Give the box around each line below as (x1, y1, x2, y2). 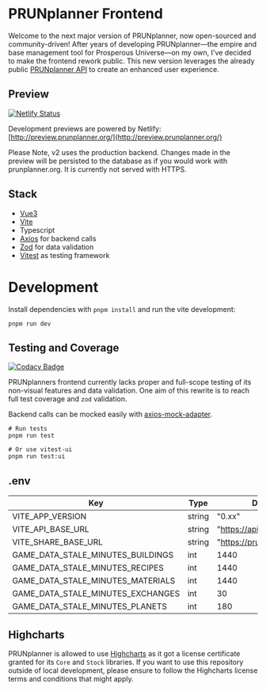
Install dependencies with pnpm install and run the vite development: (8, 304, 236, 313)
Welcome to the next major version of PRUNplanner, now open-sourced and (8, 31, 256, 40)
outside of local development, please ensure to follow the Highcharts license (8, 666, 258, 675)
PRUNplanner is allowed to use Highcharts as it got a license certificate (8, 648, 241, 658)
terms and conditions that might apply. (8, 674, 134, 683)
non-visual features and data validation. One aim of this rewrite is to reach (8, 385, 250, 396)
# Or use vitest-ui (8, 446, 73, 454)
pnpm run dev (8, 320, 51, 328)
